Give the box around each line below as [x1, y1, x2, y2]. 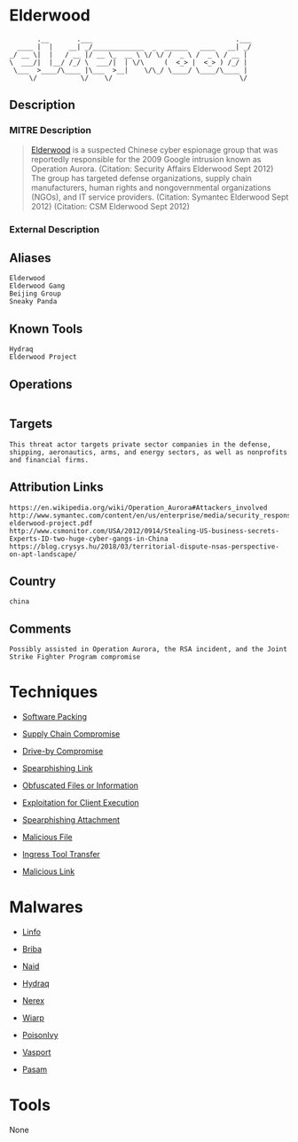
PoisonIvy [21, 1030, 59, 1041]
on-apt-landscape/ [9, 549, 77, 559]
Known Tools [9, 321, 83, 336]
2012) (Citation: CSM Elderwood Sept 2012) [30, 201, 191, 211]
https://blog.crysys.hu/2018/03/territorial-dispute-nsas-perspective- [9, 542, 279, 551]
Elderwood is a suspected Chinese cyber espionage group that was [30, 144, 278, 155]
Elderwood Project [9, 352, 77, 362]
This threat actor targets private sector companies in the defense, [9, 440, 272, 449]
